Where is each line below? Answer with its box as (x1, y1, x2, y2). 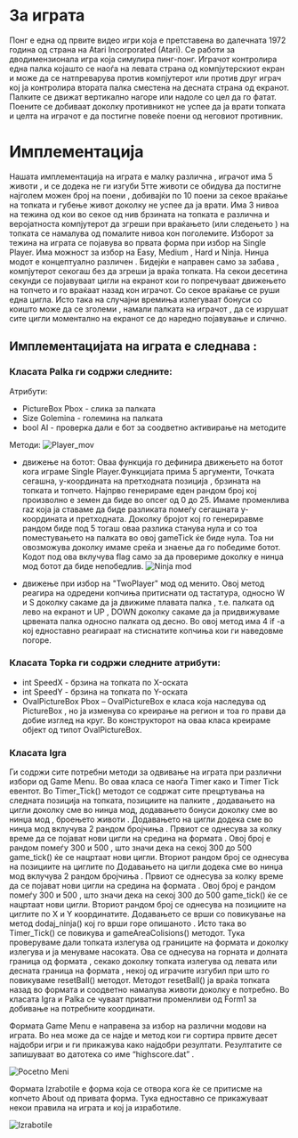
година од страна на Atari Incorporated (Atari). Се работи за (9, 44, 236, 54)
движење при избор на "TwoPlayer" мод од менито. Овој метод (21, 578, 265, 589)
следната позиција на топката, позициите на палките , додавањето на (9, 795, 276, 806)
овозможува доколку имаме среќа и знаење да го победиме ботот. (21, 541, 281, 552)
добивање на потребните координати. (9, 1004, 156, 1014)
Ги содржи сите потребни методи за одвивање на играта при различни (9, 767, 282, 777)
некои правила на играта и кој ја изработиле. (9, 1102, 181, 1113)
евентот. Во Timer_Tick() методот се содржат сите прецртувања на (9, 785, 265, 797)
